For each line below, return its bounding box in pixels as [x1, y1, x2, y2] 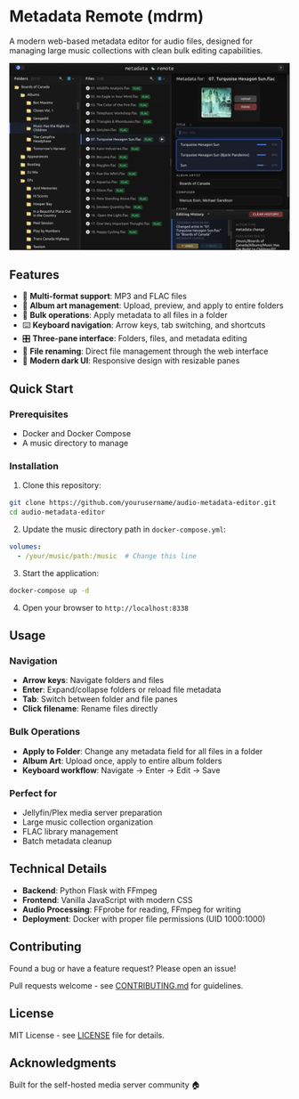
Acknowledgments [9, 1055, 117, 1071]
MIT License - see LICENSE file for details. [9, 1030, 165, 1040]
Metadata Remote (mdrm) [9, 6, 205, 27]
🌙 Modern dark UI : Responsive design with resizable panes [21, 355, 240, 366]
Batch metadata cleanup [21, 835, 112, 847]
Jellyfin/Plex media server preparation [21, 808, 163, 818]
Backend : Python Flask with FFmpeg [21, 884, 158, 896]
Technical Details [9, 861, 108, 876]
